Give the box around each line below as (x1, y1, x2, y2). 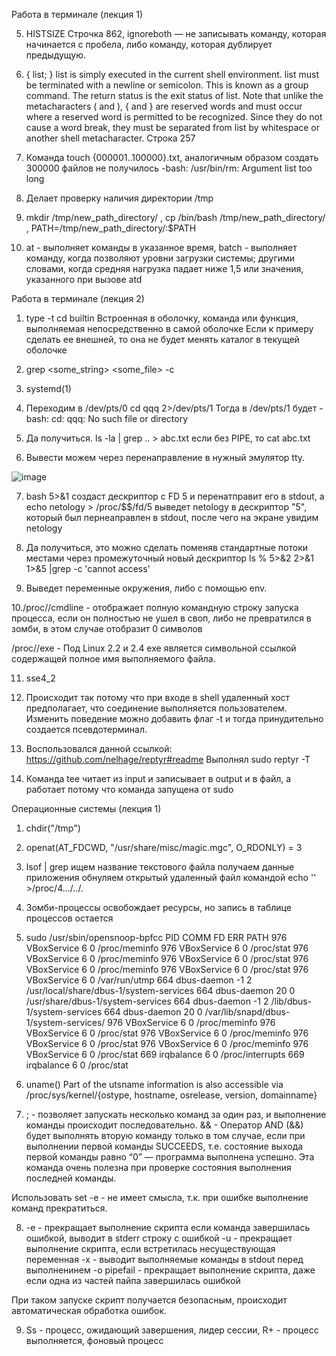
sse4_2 (25, 672, 56, 684)
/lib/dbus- (270, 995, 313, 1007)
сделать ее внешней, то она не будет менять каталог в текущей (25, 334, 300, 345)
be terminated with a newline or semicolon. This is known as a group (25, 79, 309, 91)
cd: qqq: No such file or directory (51, 413, 189, 424)
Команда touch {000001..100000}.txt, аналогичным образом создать (25, 152, 319, 163)
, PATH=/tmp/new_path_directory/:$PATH (25, 222, 197, 234)
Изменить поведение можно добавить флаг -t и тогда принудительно (25, 713, 324, 724)
